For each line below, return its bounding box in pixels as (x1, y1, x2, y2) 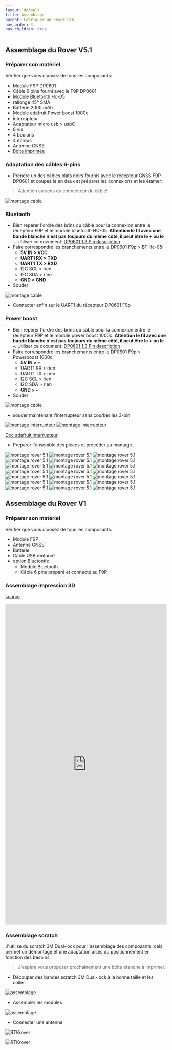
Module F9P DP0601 (12, 83, 56, 89)
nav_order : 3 (5, 22, 33, 27)
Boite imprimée (12, 148, 45, 154)
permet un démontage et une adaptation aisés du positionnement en (5, 948, 150, 955)
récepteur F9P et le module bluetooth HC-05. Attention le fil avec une (12, 228, 161, 234)
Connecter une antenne (12, 1019, 63, 1025)
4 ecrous (12, 137, 32, 143)
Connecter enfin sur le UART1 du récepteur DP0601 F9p (12, 302, 131, 308)
